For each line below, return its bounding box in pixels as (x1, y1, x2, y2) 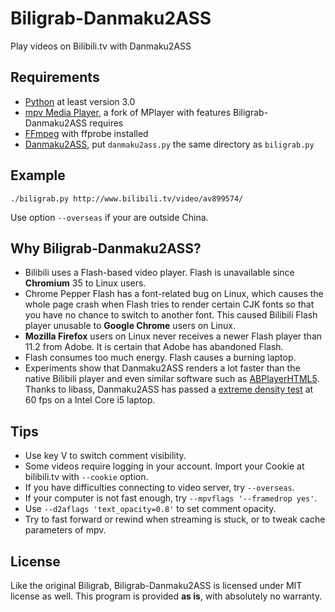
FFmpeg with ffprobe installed (24, 127, 149, 139)
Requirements (10, 69, 100, 86)
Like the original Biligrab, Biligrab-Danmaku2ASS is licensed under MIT (10, 580, 303, 591)
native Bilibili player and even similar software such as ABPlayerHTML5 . (24, 373, 320, 385)
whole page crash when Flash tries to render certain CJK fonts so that (24, 298, 315, 311)
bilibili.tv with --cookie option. (24, 471, 149, 483)
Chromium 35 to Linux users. (24, 277, 147, 289)
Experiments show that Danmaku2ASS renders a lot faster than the (24, 362, 301, 374)
